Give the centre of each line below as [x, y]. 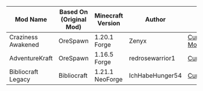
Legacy [20, 79]
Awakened [24, 45]
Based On [74, 12]
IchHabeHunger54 [156, 76]
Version [109, 23]
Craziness [24, 37]
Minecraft [109, 16]
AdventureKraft [31, 58]
